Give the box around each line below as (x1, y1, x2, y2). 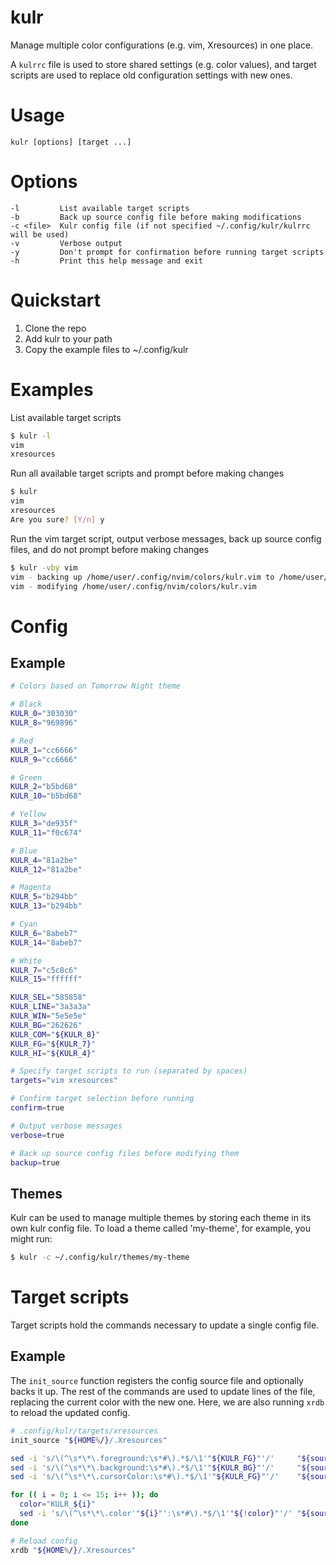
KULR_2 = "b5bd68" (10, 782, 78, 792)
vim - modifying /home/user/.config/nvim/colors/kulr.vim (10, 581, 257, 591)
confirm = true (10, 1103, 65, 1113)
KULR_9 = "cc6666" (10, 754, 78, 765)
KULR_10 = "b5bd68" (10, 791, 83, 801)
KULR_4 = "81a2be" (10, 855, 78, 865)
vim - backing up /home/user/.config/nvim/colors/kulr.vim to (10, 572, 275, 582)
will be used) (10, 229, 70, 240)
